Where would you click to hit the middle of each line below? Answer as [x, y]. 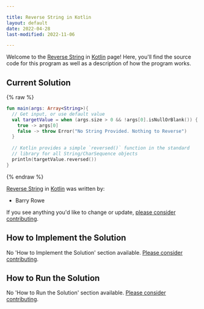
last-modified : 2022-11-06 [41, 34]
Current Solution [39, 83]
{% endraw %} [25, 177]
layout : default [27, 23]
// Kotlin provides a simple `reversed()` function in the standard [101, 148]
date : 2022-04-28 [28, 29]
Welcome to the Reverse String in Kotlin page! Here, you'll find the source [99, 57]
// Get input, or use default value [58, 114]
